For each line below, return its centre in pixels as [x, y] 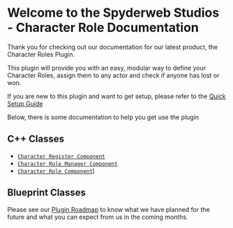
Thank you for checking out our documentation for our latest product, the [113, 47]
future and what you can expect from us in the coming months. [98, 217]
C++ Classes [36, 139]
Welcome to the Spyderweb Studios [113, 13]
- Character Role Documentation [103, 28]
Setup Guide [25, 103]
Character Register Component [61, 156]
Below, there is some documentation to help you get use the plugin [103, 117]
